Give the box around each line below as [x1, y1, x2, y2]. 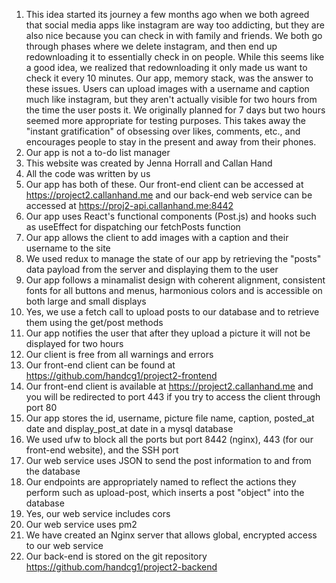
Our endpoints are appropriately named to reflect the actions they [25, 476, 297, 488]
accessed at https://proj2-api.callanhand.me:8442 [25, 200, 234, 211]
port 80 [25, 402, 58, 413]
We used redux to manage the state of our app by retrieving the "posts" [25, 253, 322, 264]
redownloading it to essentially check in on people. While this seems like [25, 51, 325, 63]
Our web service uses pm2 [25, 519, 138, 530]
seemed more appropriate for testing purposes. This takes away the [25, 115, 307, 126]
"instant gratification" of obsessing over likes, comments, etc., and [25, 125, 301, 137]
